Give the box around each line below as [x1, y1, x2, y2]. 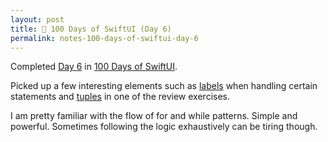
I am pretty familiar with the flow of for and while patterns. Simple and [10, 110, 298, 122]
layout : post [10, 14, 65, 25]
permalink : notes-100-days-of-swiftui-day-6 [10, 33, 199, 43]
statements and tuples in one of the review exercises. [10, 91, 231, 103]
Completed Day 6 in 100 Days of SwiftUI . [10, 61, 178, 73]
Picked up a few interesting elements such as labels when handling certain [10, 80, 318, 92]
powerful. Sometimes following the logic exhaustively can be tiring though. [10, 121, 318, 133]
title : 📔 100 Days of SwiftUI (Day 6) [10, 24, 172, 34]
